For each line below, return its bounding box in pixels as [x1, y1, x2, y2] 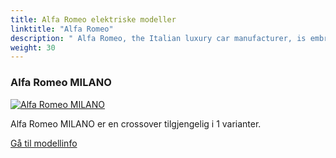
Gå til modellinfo [10, 137, 78, 149]
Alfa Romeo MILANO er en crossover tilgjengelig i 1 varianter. [10, 117, 262, 130]
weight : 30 [10, 42, 56, 53]
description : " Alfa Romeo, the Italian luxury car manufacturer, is [10, 33, 307, 43]
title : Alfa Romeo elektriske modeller [10, 14, 177, 25]
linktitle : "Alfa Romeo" [10, 24, 114, 34]
